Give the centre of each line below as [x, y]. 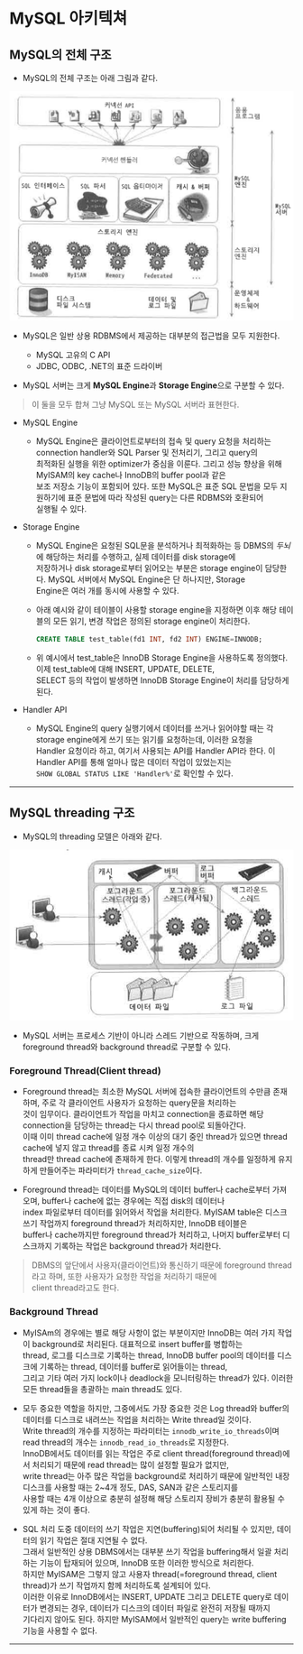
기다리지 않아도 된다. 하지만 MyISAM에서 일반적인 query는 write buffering [154, 1619]
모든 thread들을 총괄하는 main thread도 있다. [102, 1389]
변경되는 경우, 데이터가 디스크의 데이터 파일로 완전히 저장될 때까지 [155, 1608]
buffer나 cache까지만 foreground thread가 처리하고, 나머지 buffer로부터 [151, 1235]
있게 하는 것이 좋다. [56, 1510]
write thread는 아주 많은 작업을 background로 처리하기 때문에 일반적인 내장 [156, 1475]
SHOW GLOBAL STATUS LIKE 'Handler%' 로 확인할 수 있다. [135, 773]
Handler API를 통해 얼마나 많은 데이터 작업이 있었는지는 [134, 762]
